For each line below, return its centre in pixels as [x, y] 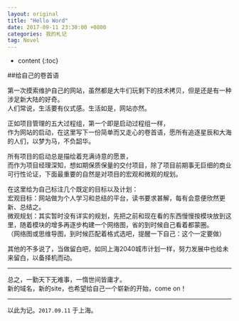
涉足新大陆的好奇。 [36, 100]
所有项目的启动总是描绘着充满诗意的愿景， [70, 157]
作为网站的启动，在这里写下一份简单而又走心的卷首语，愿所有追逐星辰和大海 [119, 132]
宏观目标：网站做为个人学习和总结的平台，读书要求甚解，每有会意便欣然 [113, 198]
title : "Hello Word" [38, 21]
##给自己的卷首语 [33, 75]
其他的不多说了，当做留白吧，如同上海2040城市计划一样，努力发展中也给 [115, 249]
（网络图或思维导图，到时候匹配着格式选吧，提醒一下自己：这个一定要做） [116, 234]
